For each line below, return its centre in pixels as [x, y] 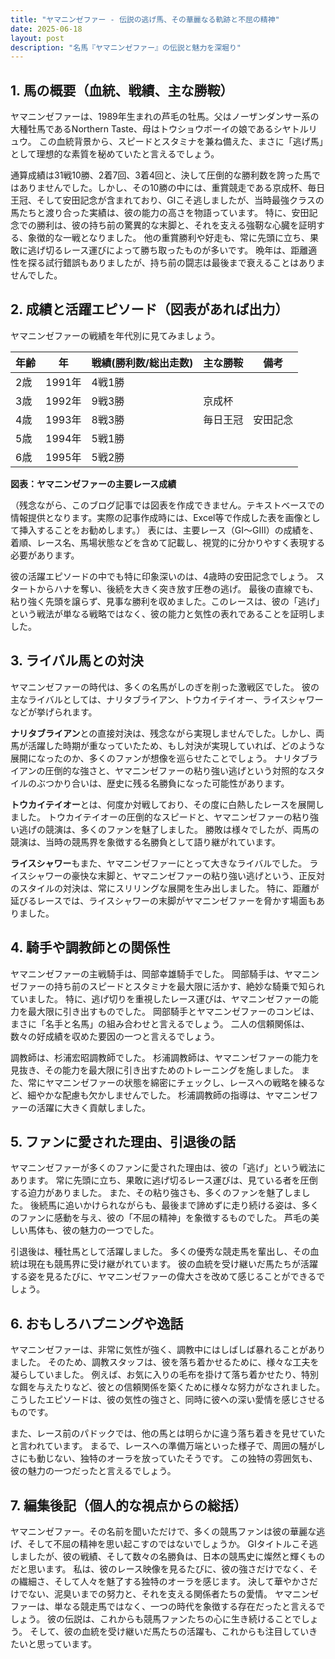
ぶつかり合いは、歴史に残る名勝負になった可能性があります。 [163, 783]
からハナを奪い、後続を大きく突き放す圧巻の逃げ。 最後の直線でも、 [177, 588]
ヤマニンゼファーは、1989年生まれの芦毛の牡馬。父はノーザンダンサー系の [165, 117]
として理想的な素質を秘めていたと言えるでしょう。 [115, 154]
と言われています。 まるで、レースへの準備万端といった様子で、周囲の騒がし [168, 1446]
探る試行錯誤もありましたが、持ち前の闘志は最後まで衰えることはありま [176, 263]
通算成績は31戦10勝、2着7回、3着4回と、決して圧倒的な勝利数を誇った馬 [161, 175]
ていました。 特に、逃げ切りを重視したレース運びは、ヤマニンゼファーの [160, 998]
